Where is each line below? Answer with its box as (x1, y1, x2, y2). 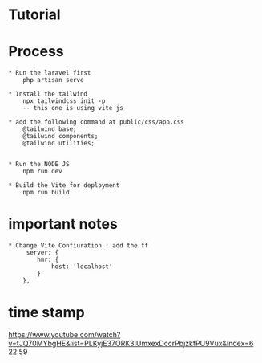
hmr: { (37, 255, 59, 264)
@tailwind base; (22, 125, 78, 133)
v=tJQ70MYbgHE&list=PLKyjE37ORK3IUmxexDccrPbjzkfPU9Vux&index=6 (8, 339, 254, 348)
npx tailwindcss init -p (22, 97, 106, 105)
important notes (8, 215, 118, 234)
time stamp (8, 304, 86, 322)
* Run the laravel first (8, 69, 91, 77)
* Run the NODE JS (8, 161, 70, 169)
